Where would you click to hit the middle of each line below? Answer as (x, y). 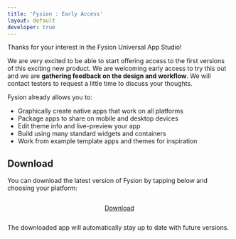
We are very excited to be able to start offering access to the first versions (116, 61)
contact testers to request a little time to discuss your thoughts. (100, 84)
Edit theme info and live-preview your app (79, 126)
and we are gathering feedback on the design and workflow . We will (109, 76)
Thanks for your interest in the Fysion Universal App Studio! (95, 48)
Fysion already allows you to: (50, 97)
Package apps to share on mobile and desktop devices (98, 118)
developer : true (31, 27)
